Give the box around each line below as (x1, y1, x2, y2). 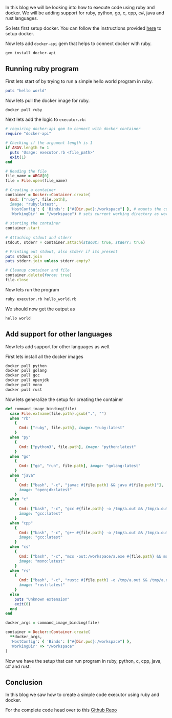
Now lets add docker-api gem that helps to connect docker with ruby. (5, 40, 152, 47)
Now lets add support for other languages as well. (5, 343, 111, 350)
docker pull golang (5, 368, 47, 373)
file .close (5, 278, 29, 283)
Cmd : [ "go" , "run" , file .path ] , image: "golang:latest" (18, 463, 141, 469)
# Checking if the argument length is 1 (5, 140, 93, 145)
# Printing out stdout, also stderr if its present (5, 249, 118, 254)
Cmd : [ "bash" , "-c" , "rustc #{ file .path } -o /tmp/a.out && (18, 578, 147, 583)
